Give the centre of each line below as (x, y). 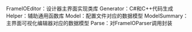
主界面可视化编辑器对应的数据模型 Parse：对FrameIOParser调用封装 (89, 23)
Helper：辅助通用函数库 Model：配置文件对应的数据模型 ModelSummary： (97, 16)
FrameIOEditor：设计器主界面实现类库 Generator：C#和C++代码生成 (90, 8)
